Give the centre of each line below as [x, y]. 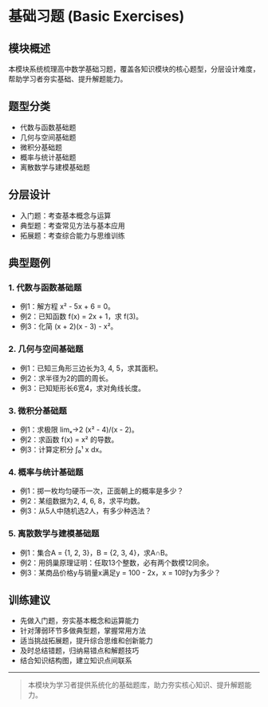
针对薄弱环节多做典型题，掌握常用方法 [83, 630]
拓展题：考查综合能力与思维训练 [72, 235]
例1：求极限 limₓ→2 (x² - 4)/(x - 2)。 [79, 429]
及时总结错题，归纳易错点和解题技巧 [79, 650]
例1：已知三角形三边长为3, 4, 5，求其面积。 [91, 368]
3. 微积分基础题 [38, 410]
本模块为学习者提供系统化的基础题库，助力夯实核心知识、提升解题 [136, 685]
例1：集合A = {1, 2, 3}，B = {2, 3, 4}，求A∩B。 [96, 552]
